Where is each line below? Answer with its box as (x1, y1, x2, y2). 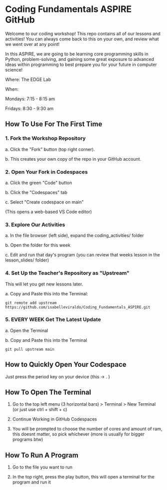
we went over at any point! (5, 41, 60, 47)
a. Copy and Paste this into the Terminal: (5, 290, 88, 296)
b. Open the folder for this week (5, 242, 71, 248)
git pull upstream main (5, 347, 55, 352)
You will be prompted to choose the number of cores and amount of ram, (12, 426, 163, 432)
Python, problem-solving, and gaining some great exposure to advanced (5, 56, 155, 62)
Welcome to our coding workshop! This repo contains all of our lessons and (5, 30, 161, 36)
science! (5, 66, 23, 73)
